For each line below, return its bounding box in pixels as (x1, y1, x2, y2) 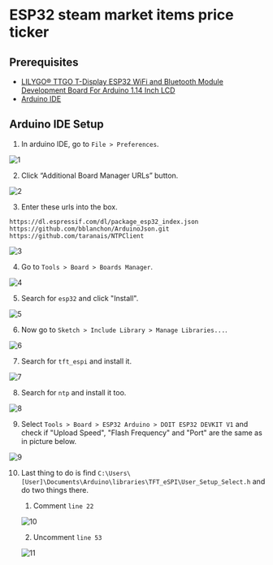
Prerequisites (9, 55, 79, 69)
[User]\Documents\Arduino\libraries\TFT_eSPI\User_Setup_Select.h (20, 477, 251, 486)
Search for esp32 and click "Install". (20, 293, 139, 303)
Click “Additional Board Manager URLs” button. (20, 170, 179, 180)
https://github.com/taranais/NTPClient (9, 231, 145, 240)
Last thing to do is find (20, 468, 97, 477)
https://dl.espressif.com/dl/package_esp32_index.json (9, 218, 199, 226)
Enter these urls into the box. (20, 201, 119, 212)
